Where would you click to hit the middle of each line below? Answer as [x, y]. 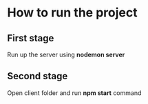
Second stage [38, 76]
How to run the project [72, 13]
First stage [31, 38]
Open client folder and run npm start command [74, 93]
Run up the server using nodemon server [66, 54]
